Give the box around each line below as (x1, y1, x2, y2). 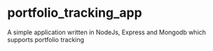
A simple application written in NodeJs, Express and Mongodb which (7, 28, 207, 36)
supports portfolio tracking (7, 35, 85, 43)
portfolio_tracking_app (7, 5, 142, 21)
